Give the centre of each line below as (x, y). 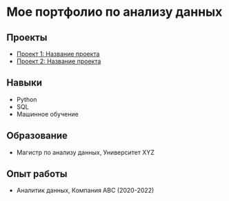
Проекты (27, 38)
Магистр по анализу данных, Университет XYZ (85, 152)
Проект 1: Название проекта (58, 54)
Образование (37, 136)
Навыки (24, 83)
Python (27, 99)
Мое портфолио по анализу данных (114, 12)
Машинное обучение (47, 114)
